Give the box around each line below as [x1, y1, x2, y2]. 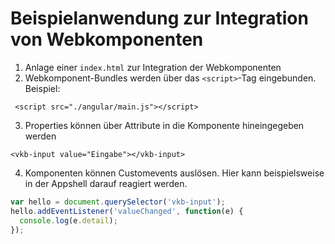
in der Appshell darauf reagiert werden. [24, 177, 188, 189]
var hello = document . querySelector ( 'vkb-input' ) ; [10, 197, 226, 207]
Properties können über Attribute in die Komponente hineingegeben [24, 119, 305, 131]
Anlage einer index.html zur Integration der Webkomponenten [24, 61, 282, 73]
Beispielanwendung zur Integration [10, 7, 309, 30]
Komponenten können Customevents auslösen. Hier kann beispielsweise [24, 167, 325, 179]
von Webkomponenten [10, 28, 204, 51]
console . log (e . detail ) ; [19, 215, 118, 226]
